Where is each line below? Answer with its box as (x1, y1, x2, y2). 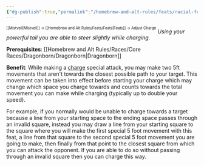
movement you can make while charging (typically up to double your (6, 90, 178, 97)
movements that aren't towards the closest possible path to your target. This (6, 70, 197, 78)
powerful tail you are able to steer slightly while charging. (6, 34, 151, 41)
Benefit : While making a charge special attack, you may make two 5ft (6, 64, 180, 71)
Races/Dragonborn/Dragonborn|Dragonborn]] (6, 52, 121, 59)
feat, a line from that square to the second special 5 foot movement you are (6, 134, 195, 141)
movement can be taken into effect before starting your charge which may (6, 77, 192, 84)
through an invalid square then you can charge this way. (6, 153, 147, 161)
